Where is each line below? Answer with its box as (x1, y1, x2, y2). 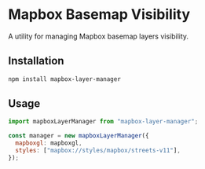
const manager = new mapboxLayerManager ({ (8, 132, 149, 140)
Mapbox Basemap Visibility (8, 6, 191, 24)
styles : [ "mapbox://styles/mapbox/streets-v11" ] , (15, 147, 181, 155)
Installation (8, 54, 64, 68)
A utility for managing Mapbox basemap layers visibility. (8, 31, 189, 41)
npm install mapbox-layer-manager (8, 75, 122, 83)
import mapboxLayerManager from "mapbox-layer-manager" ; (8, 118, 199, 126)
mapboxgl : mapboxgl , (15, 139, 82, 147)
